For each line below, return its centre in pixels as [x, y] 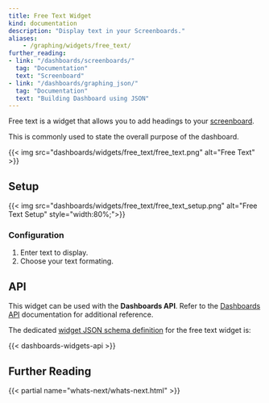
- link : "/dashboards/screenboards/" [72, 61]
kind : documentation [43, 23]
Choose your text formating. [67, 261]
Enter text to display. [54, 253]
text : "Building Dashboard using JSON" [83, 98]
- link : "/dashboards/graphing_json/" [73, 83]
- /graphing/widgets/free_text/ [77, 46]
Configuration [36, 235]
